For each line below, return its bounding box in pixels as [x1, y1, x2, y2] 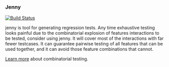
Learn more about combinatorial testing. [5, 56, 89, 62]
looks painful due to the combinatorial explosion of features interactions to [5, 30, 159, 36]
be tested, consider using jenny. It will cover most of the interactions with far [5, 35, 164, 41]
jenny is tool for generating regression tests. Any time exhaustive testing [5, 25, 155, 31]
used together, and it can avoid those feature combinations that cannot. [5, 46, 153, 52]
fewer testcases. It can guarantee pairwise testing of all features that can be [5, 41, 163, 47]
